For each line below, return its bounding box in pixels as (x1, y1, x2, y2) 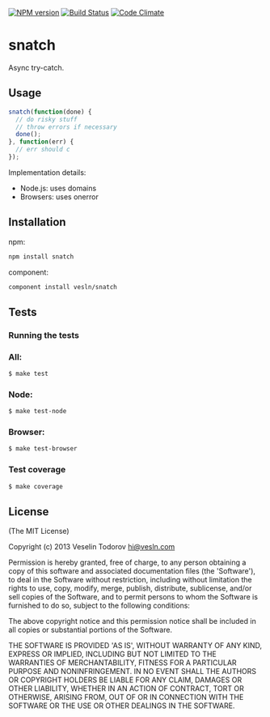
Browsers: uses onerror (19, 191, 99, 202)
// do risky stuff (15, 115, 78, 123)
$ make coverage (8, 482, 63, 490)
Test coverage (8, 464, 66, 476)
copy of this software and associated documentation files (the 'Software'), (8, 566, 256, 576)
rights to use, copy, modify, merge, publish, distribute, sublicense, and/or (8, 583, 252, 593)
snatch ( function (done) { (8, 108, 92, 116)
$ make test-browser (8, 445, 78, 453)
